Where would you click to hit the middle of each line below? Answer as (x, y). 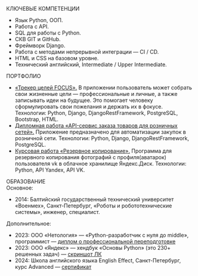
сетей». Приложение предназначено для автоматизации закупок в (100, 132)
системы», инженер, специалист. (57, 212)
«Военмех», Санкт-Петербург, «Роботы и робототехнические (93, 206)
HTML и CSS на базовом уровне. (57, 58)
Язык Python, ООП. (39, 20)
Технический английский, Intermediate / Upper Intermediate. (91, 64)
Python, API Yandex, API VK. (50, 170)
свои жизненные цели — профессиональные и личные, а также (96, 94)
